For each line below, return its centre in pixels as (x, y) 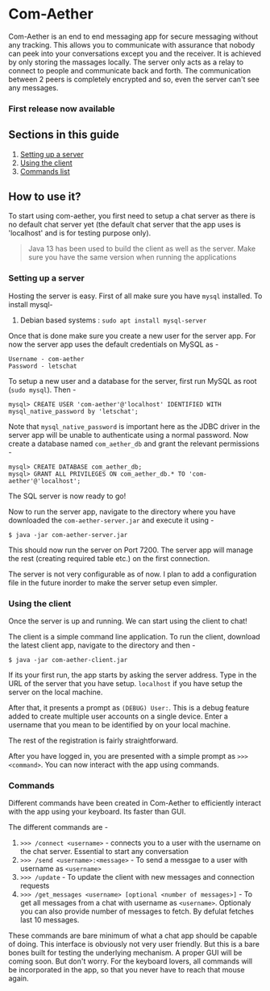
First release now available (62, 108)
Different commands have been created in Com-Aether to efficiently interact (135, 803)
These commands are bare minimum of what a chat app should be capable (133, 935)
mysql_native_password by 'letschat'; (73, 411)
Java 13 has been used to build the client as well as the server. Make (142, 249)
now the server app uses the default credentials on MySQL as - (114, 344)
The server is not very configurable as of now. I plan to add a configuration (133, 574)
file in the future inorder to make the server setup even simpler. (113, 582)
